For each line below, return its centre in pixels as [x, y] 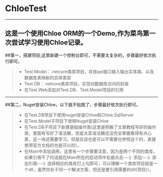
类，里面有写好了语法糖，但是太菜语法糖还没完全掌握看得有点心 [88, 133]
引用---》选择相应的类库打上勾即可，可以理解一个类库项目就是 [91, 163]
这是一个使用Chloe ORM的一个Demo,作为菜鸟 [74, 34]
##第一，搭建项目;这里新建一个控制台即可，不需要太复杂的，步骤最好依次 [78, 55]
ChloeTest [26, 8]
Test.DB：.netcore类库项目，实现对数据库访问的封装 [76, 83]
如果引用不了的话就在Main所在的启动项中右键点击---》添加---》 [88, 157]
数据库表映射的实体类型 [48, 78]
